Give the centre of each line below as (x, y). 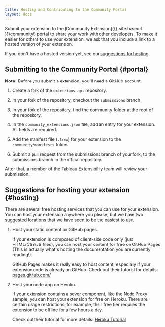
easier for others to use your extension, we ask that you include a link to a (80, 39)
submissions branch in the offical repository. (57, 160)
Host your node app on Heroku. (44, 285)
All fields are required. (35, 130)
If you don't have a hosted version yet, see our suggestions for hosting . (78, 54)
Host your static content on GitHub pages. (55, 230)
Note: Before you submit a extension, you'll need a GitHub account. (74, 81)
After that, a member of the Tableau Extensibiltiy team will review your (76, 169)
